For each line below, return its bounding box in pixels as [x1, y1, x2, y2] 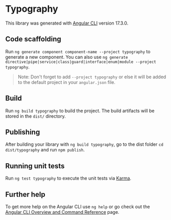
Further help [5, 190, 46, 199]
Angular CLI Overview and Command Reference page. [5, 209, 119, 215]
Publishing [5, 127, 40, 136]
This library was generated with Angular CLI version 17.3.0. [5, 20, 129, 26]
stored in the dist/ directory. [5, 113, 66, 119]
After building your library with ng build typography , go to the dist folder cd [5, 141, 163, 147]
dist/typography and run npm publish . [5, 147, 85, 153]
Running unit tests [5, 162, 65, 170]
